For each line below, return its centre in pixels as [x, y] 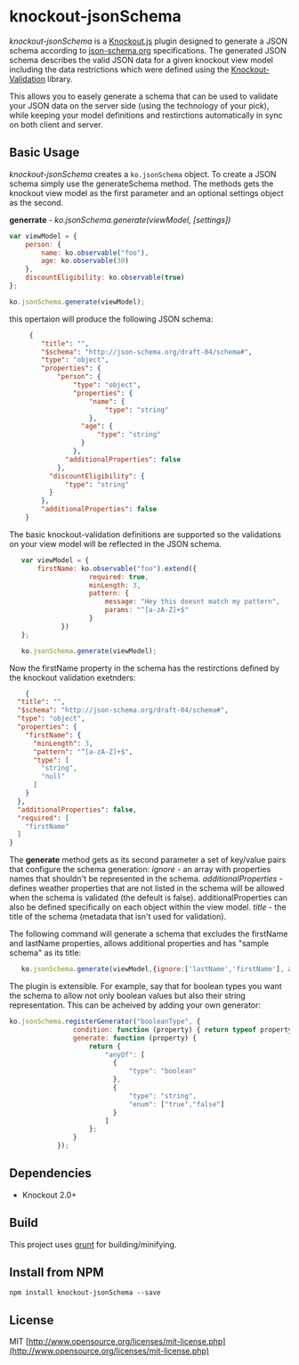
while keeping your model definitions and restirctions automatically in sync [146, 115]
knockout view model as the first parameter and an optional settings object [146, 192]
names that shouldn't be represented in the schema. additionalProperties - [146, 879]
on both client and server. [56, 124]
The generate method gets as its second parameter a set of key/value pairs [148, 860]
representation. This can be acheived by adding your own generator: [135, 1005]
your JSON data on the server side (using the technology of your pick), [139, 105]
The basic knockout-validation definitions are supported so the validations [145, 534]
